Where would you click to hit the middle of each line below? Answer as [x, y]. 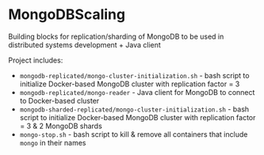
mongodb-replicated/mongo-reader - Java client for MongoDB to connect [137, 92]
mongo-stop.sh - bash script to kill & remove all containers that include [134, 134]
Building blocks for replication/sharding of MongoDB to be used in [116, 36]
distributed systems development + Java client [84, 44]
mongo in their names [53, 142]
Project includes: [36, 60]
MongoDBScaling [67, 15]
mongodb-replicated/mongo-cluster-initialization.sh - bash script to [134, 75]
